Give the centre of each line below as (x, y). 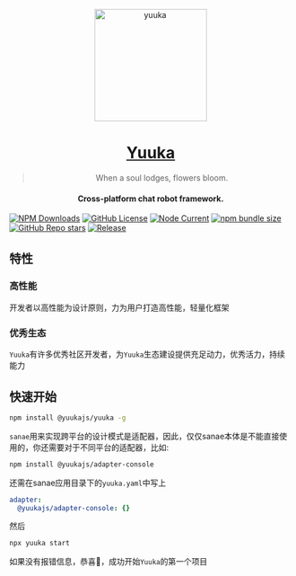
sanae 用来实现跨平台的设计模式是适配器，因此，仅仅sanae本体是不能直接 (144, 436)
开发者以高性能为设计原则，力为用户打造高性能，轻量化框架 (119, 307)
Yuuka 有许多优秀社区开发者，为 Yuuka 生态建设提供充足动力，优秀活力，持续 (147, 354)
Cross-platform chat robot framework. (151, 199)
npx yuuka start (39, 544)
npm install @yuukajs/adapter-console (82, 464)
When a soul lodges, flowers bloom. (162, 177)
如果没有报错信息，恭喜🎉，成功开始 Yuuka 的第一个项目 (109, 562)
